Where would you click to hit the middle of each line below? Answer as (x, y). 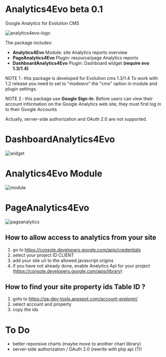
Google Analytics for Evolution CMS (42, 23)
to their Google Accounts (31, 109)
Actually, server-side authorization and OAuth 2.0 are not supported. (76, 119)
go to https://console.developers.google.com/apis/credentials (76, 249)
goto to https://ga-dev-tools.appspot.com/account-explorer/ (75, 299)
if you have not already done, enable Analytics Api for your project (81, 265)
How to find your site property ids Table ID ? (75, 287)
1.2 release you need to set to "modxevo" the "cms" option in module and (81, 83)
